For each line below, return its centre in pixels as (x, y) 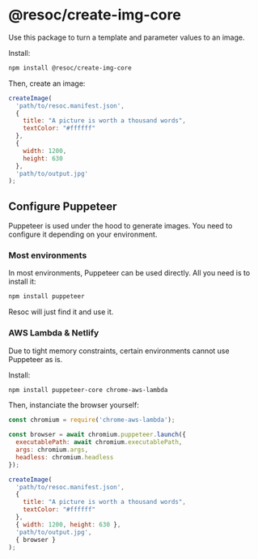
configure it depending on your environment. (83, 235)
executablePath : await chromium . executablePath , (99, 442)
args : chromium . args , (52, 450)
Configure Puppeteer (63, 206)
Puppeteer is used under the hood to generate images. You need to (121, 226)
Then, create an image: (47, 83)
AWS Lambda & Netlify (54, 333)
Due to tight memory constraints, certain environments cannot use (119, 351)
